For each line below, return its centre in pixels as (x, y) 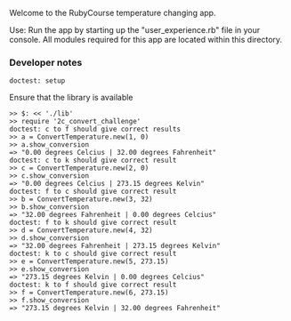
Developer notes (46, 62)
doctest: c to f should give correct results (95, 129)
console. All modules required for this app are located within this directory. (146, 40)
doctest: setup (37, 81)
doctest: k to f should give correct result (93, 285)
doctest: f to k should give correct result (93, 223)
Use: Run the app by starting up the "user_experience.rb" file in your (135, 30)
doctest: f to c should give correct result (93, 192)
